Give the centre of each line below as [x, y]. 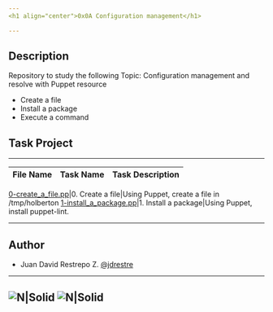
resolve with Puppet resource [58, 84]
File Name [32, 174]
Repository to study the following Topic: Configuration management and [129, 76]
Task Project [41, 143]
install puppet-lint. [39, 212]
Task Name [82, 174]
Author [26, 245]
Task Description [146, 174]
